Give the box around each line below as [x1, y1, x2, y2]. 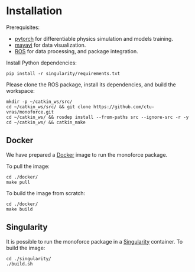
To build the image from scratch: [6, 189, 86, 196]
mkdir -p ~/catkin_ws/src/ [6, 99, 73, 105]
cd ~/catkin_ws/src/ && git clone [6, 103, 92, 110]
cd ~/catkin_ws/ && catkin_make [6, 119, 86, 125]
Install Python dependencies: [6, 59, 77, 66]
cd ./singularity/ [6, 255, 51, 261]
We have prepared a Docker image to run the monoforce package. [6, 151, 168, 158]
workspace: [6, 87, 35, 94]
